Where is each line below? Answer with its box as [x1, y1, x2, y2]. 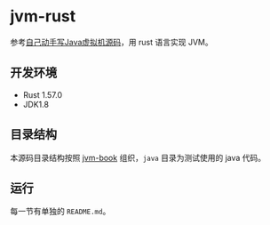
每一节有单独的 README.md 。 [10, 206, 111, 217]
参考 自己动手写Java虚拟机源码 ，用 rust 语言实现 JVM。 [10, 36, 213, 47]
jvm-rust [10, 6, 76, 27]
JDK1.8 [22, 99, 50, 109]
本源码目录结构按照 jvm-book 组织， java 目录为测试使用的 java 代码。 [10, 152, 266, 163]
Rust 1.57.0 [22, 89, 63, 100]
